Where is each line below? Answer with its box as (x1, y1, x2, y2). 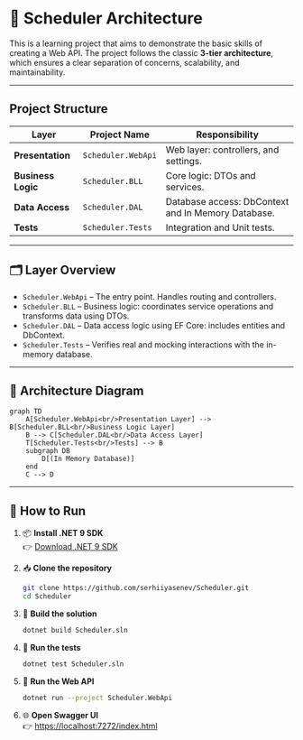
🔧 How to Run (9, 503, 87, 518)
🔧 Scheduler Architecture (9, 8, 203, 29)
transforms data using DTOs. (22, 310, 130, 321)
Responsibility (196, 128, 260, 141)
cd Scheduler (22, 592, 72, 601)
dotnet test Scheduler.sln (22, 659, 124, 669)
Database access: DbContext (165, 195, 289, 208)
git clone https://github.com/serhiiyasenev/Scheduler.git (22, 584, 250, 593)
